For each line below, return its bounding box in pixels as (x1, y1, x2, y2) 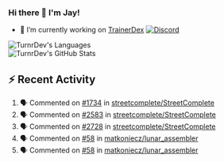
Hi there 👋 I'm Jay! (8, 7, 81, 18)
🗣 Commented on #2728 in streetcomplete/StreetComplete (19, 122, 216, 131)
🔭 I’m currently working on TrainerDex (19, 25, 145, 35)
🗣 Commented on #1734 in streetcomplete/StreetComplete (19, 98, 214, 107)
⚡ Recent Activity (8, 73, 96, 86)
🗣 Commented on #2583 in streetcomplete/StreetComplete (19, 110, 217, 119)
